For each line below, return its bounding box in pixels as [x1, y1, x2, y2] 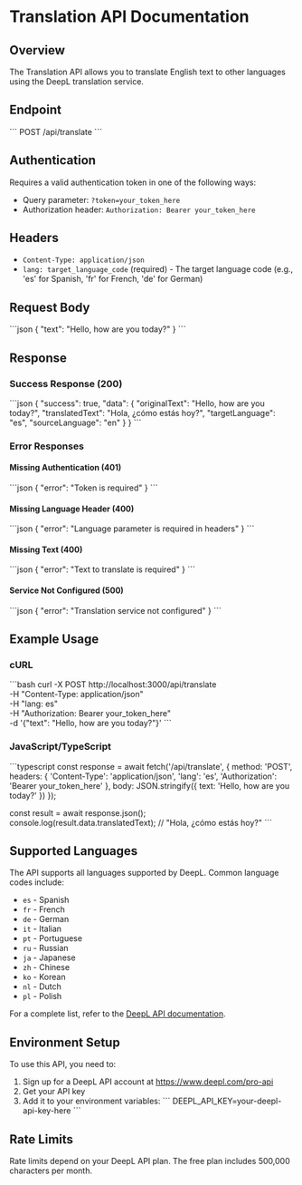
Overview [9, 43, 66, 58]
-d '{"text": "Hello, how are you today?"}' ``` [9, 718, 172, 729]
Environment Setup [9, 1034, 120, 1050]
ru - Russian [22, 943, 70, 954]
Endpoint [9, 102, 61, 118]
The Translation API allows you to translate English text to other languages [9, 66, 287, 77]
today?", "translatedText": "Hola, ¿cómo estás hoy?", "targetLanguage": [9, 407, 276, 418]
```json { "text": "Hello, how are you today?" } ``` [9, 324, 186, 335]
